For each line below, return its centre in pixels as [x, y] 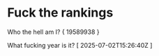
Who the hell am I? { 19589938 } [53, 32]
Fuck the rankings [60, 13]
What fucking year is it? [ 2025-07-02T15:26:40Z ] [80, 45]
